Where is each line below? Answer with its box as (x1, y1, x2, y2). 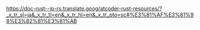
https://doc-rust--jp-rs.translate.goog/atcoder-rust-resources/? (6, 5, 162, 12)
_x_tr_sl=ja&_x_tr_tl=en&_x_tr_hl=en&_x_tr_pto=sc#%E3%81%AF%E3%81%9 (6, 11, 194, 18)
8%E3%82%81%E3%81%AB (6, 18, 77, 24)
